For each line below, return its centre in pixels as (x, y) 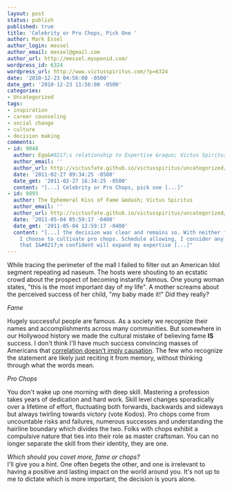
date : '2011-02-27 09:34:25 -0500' (65, 174)
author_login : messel (38, 46)
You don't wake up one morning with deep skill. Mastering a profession (108, 392)
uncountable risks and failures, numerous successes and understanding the (115, 421)
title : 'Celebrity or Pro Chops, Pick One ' (72, 33)
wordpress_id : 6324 (35, 65)
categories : (24, 91)
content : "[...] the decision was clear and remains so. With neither (117, 233)
